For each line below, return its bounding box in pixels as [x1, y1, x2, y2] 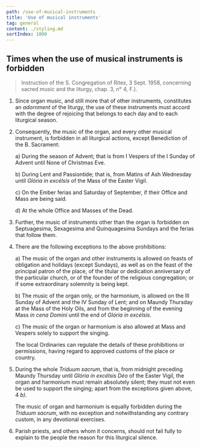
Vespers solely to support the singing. [14, 329, 110, 337]
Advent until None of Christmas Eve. [14, 159, 106, 166]
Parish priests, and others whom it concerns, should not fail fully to [14, 427, 182, 434]
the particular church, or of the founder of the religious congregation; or [14, 274, 194, 281]
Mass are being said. [14, 195, 68, 202]
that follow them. [14, 231, 57, 238]
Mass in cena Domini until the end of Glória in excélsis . [14, 311, 152, 319]
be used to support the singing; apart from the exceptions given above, [14, 384, 193, 392]
